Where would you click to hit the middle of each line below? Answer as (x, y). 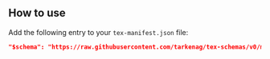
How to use (37, 13)
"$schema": (27, 47)
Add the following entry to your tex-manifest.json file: (98, 32)
